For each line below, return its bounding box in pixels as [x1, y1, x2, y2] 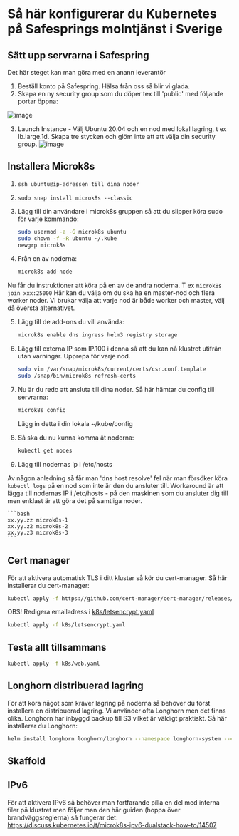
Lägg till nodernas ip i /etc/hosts [17, 460, 112, 468]
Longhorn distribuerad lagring [7, 680, 144, 692]
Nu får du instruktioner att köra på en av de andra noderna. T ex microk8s [7, 281, 222, 290]
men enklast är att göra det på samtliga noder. [7, 496, 142, 505]
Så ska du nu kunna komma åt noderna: [17, 433, 134, 442]
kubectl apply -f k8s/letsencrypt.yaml [7, 621, 126, 629]
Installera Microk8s [7, 160, 95, 172]
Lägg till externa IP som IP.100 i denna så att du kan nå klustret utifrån [17, 344, 222, 353]
